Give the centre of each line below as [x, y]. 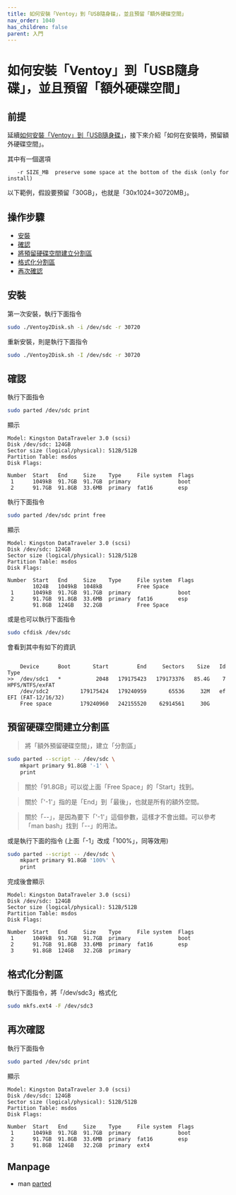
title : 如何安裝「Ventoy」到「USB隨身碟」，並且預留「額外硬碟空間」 [97, 14]
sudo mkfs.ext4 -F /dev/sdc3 [50, 1006]
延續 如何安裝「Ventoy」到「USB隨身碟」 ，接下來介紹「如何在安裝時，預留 [115, 135]
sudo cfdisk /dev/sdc [39, 633]
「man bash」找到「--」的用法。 [73, 825]
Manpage [29, 1166]
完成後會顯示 [26, 881]
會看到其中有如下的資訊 [41, 647]
